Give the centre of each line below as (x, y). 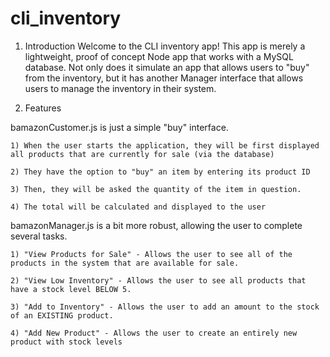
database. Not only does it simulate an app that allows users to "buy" (167, 67)
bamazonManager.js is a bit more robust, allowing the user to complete (156, 225)
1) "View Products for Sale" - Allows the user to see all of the (151, 254)
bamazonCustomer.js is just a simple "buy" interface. (119, 127)
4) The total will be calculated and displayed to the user (138, 207)
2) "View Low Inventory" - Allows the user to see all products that (158, 280)
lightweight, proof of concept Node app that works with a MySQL (159, 56)
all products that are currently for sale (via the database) (142, 154)
